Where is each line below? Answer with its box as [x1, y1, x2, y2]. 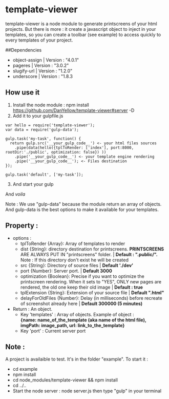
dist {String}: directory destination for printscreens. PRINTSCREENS [20, 245, 164, 252]
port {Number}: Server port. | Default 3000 [20, 268, 113, 274]
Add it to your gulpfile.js [12, 112, 64, 119]
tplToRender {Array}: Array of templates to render [20, 240, 125, 246]
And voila [5, 191, 26, 197]
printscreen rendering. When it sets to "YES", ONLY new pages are [20, 278, 162, 284]
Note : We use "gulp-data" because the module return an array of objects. [5, 201, 162, 207]
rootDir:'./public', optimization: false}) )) [5, 149, 107, 155]
